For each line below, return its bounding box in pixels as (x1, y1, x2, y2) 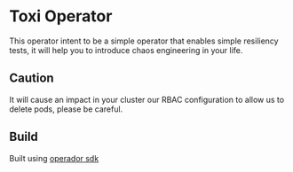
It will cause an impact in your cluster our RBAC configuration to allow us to (9, 94, 285, 105)
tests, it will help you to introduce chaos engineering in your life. (9, 44, 243, 55)
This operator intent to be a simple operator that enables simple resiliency (9, 35, 279, 46)
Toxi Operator (9, 6, 113, 27)
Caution (9, 71, 55, 86)
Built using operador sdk (9, 152, 99, 163)
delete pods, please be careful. (9, 104, 123, 114)
